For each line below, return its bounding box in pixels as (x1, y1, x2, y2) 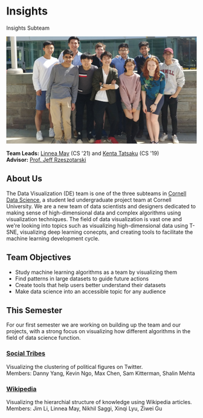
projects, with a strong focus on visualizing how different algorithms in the (6, 328, 191, 335)
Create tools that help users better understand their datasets (14, 281, 166, 288)
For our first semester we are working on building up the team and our (6, 321, 181, 328)
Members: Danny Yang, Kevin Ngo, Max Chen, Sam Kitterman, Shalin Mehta (6, 370, 195, 377)
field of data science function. (6, 334, 81, 342)
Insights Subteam (6, 24, 50, 32)
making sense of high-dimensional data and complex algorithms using (6, 209, 181, 216)
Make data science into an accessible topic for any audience (14, 288, 166, 295)
